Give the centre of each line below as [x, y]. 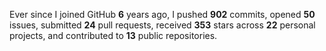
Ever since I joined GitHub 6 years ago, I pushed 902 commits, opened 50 [162, 14]
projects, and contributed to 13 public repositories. [113, 35]
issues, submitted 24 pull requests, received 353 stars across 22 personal [162, 25]
